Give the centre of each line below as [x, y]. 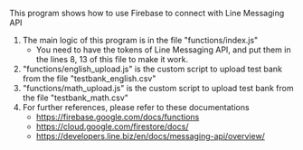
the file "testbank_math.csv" [76, 98]
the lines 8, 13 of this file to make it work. [112, 59]
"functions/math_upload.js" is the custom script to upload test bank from [158, 88]
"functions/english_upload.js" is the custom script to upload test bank [152, 69]
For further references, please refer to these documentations [136, 107]
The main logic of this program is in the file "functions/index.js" [140, 40]
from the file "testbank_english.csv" [89, 79]
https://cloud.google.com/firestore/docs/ [112, 127]
